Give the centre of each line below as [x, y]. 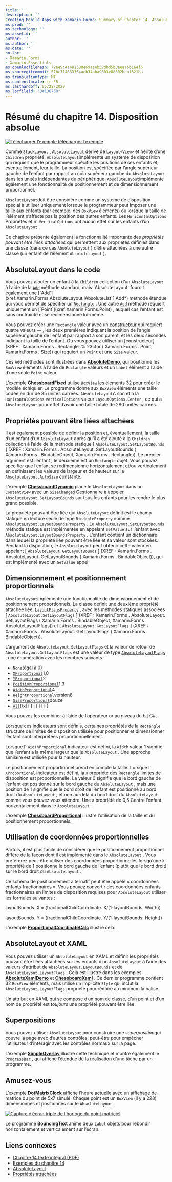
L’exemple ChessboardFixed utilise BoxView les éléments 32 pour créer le [83, 383]
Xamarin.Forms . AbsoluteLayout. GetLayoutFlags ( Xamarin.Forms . [77, 631]
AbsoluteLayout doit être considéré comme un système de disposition [78, 200]
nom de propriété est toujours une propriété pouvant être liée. [70, 1004]
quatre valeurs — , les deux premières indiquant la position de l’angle [78, 330]
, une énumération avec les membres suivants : [55, 657]
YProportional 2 [29, 678]
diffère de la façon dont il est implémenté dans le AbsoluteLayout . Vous [81, 855]
